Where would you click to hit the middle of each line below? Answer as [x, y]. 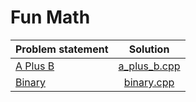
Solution [149, 49]
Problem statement [62, 49]
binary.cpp [149, 82]
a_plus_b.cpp [149, 66]
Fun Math [50, 17]
